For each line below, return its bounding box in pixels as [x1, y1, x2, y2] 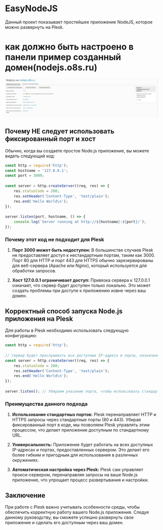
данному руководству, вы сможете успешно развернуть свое [5, 514, 134, 520]
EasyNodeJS [5, 3, 58, 14]
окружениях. [12, 457, 39, 463]
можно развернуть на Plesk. [5, 24, 64, 30]
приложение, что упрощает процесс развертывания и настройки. [12, 477, 149, 483]
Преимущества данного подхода [5, 400, 88, 407]
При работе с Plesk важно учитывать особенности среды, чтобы [5, 504, 140, 510]
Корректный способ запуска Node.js [5, 307, 123, 315]
